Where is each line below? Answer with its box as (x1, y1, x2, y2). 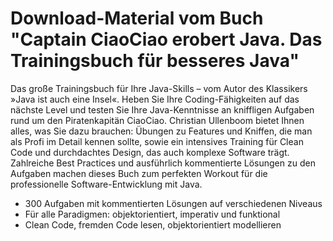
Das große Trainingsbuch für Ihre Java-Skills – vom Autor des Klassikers (10, 82, 308, 94)
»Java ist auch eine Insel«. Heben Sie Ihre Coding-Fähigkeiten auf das (10, 93, 300, 105)
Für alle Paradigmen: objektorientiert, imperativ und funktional (24, 208, 281, 220)
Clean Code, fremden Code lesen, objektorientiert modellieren (24, 218, 282, 231)
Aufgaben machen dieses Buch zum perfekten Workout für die (10, 167, 268, 179)
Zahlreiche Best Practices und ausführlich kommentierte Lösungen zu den (10, 157, 316, 169)
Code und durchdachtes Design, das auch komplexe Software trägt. (10, 146, 290, 158)
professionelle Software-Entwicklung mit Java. (10, 178, 203, 190)
